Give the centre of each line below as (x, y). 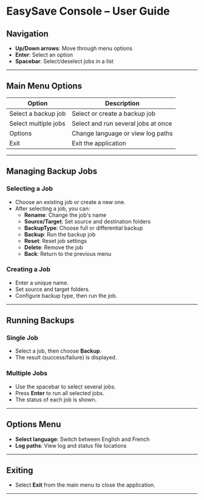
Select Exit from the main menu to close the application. (85, 485)
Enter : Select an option (44, 55)
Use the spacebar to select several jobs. (66, 386)
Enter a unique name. (42, 283)
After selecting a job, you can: (53, 208)
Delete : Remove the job (53, 247)
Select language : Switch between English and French (82, 439)
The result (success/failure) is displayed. (66, 357)
